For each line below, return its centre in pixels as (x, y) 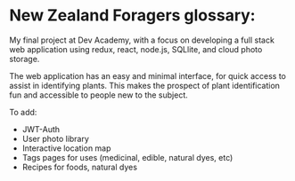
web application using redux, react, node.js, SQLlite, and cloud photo (136, 49)
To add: (23, 112)
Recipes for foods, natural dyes (80, 167)
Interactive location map (66, 148)
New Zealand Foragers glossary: (132, 16)
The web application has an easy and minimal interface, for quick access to (148, 75)
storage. (25, 59)
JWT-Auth (41, 129)
